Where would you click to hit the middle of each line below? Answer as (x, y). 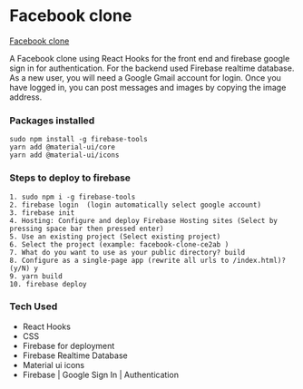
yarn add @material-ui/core (63, 147)
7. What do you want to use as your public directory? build (127, 252)
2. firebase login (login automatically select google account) (135, 205)
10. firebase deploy (49, 284)
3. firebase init (42, 213)
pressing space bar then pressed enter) (87, 229)
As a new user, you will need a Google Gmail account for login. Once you (145, 77)
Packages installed (52, 121)
